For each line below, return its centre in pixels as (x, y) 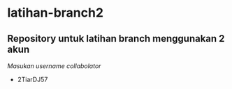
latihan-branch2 (55, 13)
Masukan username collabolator (54, 66)
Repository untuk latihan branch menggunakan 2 (116, 39)
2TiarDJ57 (32, 79)
